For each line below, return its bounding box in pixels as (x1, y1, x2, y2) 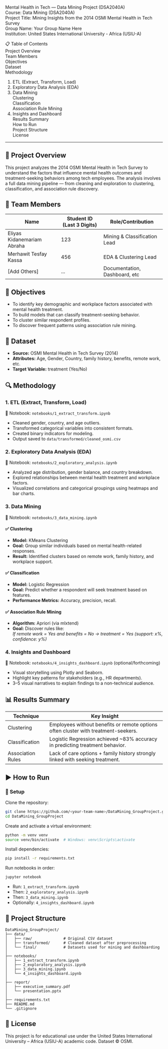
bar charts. (12, 490, 35, 496)
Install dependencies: (5, 846, 49, 852)
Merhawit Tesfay (7, 250, 47, 257)
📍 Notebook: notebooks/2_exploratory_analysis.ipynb (5, 459, 117, 465)
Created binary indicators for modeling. (12, 430, 94, 436)
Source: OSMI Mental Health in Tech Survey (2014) (12, 350, 118, 356)
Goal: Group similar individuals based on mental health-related (12, 542, 142, 548)
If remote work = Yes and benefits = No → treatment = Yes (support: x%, (12, 631, 163, 637)
